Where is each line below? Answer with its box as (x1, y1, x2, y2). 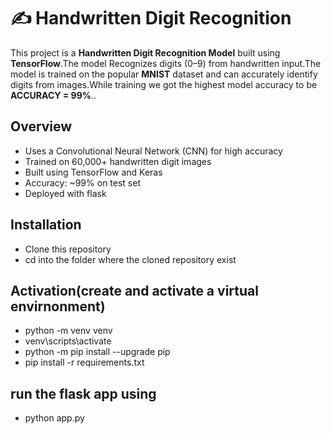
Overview (10, 118, 73, 135)
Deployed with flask (24, 187, 107, 199)
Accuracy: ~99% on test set (24, 176, 141, 189)
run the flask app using (10, 385, 157, 402)
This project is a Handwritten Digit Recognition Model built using (10, 46, 281, 59)
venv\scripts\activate (24, 335, 112, 347)
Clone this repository (24, 243, 112, 255)
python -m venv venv (24, 325, 113, 337)
